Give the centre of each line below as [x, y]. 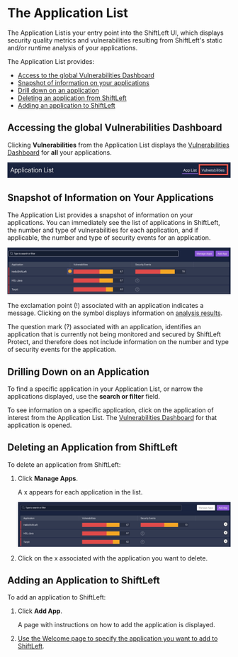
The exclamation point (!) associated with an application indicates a [106, 306]
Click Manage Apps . [47, 478]
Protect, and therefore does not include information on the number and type [118, 342]
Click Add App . [40, 611]
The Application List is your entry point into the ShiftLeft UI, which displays [116, 33]
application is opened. [40, 425]
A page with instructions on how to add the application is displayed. [116, 625]
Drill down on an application [58, 90]
